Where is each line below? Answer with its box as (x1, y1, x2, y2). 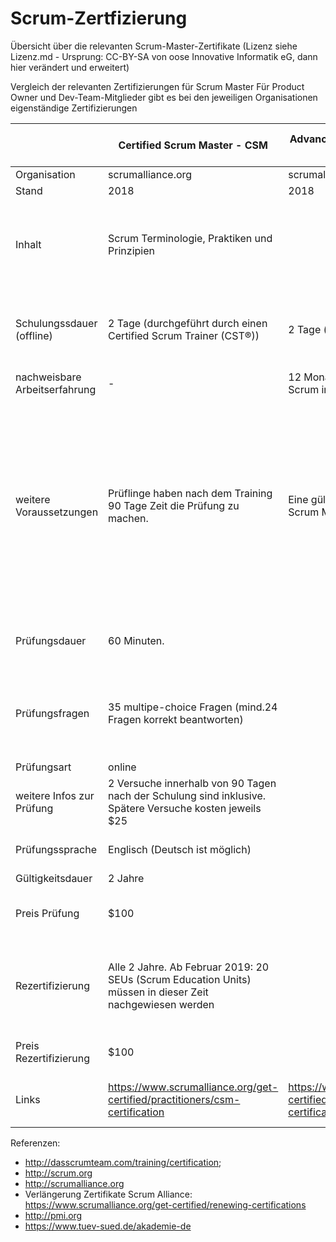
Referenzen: (10, 1137, 61, 1149)
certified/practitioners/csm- (108, 1092, 241, 1106)
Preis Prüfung (15, 906, 80, 920)
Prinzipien (108, 243, 155, 257)
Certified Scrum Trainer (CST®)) (108, 328, 260, 342)
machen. (108, 511, 149, 525)
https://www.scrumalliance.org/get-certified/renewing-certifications (24, 1198, 307, 1211)
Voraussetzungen (15, 505, 99, 519)
